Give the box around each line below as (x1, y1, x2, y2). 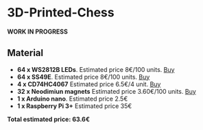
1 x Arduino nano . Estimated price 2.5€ (16, 94, 128, 103)
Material (7, 47, 43, 59)
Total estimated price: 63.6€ (7, 115, 91, 123)
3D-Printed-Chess (7, 5, 115, 21)
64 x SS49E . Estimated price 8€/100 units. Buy (16, 73, 150, 81)
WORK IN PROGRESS (7, 27, 69, 36)
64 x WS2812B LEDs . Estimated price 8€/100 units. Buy (16, 65, 175, 73)
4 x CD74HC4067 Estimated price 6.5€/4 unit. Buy (16, 80, 161, 88)
